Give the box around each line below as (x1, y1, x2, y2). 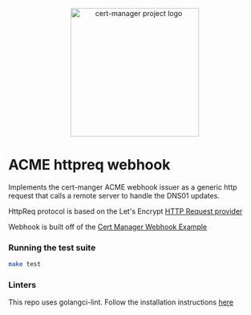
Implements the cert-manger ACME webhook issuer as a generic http (8, 182, 238, 192)
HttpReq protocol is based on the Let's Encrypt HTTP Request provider (8, 206, 243, 216)
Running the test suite (8, 242, 96, 253)
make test (8, 260, 42, 268)
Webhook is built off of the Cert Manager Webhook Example (8, 222, 208, 231)
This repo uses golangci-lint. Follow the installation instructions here (8, 297, 234, 307)
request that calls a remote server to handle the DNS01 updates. (8, 190, 221, 200)
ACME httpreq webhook (8, 156, 171, 174)
